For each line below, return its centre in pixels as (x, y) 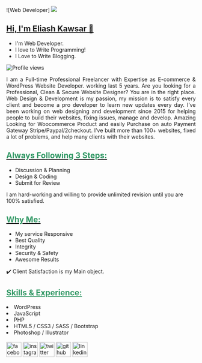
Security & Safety (37, 253)
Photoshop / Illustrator (41, 332)
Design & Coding (36, 176)
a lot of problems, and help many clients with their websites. (81, 136)
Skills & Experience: (44, 292)
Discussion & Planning (42, 170)
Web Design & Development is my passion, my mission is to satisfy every (101, 98)
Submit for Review (38, 182)
